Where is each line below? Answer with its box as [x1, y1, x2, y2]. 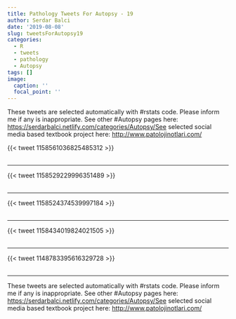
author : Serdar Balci [7, 17, 71, 24]
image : [7, 75, 27, 83]
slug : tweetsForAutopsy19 [7, 29, 83, 37]
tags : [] [7, 69, 33, 76]
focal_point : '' [13, 88, 61, 95]
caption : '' [13, 82, 49, 89]
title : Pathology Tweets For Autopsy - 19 [7, 10, 133, 18]
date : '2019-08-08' [7, 23, 65, 30]
